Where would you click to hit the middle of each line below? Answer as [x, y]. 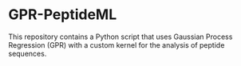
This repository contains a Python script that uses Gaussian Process [120, 37]
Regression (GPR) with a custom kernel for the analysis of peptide [117, 45]
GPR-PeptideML [63, 15]
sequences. [28, 53]
